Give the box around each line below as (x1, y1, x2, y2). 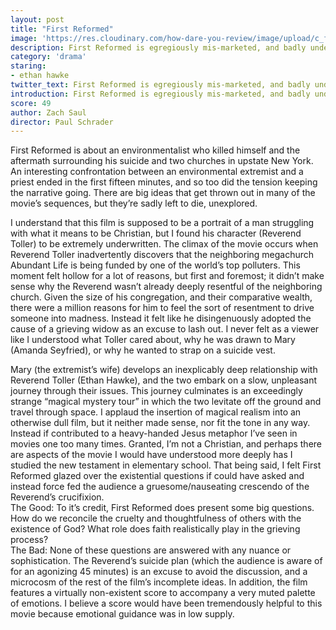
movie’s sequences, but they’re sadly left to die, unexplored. (10, 197, 258, 210)
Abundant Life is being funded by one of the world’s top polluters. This (10, 259, 301, 271)
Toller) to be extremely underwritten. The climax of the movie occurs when (10, 238, 319, 250)
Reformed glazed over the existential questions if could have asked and (10, 470, 305, 482)
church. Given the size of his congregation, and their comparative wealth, (10, 291, 313, 303)
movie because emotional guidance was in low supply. (10, 608, 235, 620)
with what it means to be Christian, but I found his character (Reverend (10, 227, 302, 240)
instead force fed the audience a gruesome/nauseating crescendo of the (10, 481, 310, 493)
